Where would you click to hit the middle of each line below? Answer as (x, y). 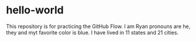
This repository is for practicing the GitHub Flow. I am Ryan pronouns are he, (98, 26)
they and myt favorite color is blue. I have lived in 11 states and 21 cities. (92, 32)
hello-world (35, 10)
